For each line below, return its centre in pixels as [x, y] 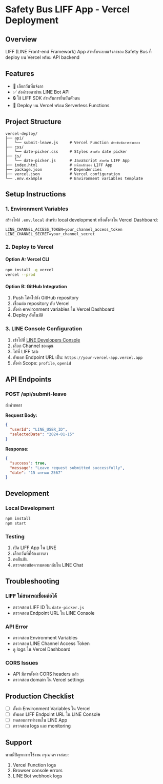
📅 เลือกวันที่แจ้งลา [28, 86]
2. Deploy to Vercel [29, 247]
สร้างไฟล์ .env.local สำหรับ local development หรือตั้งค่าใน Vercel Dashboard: [82, 220]
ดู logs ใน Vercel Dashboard [42, 649]
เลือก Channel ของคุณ [33, 346]
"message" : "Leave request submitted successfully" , [67, 468]
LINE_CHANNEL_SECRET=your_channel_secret [50, 234]
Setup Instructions [36, 194]
